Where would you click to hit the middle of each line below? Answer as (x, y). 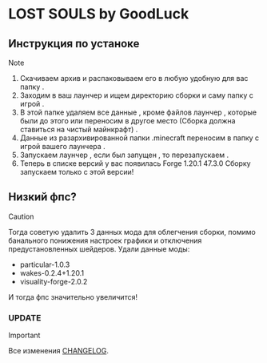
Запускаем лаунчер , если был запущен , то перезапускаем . (124, 155)
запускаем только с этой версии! (77, 172)
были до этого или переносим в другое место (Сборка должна (128, 121)
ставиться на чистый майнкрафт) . (79, 129)
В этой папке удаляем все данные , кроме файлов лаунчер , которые (138, 112)
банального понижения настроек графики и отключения (105, 240)
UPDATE (25, 317)
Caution (21, 216)
